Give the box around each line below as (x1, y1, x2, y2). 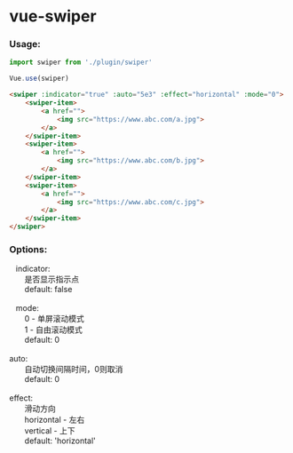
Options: (9, 243, 48, 256)
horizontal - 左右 (24, 415, 85, 425)
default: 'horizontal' (24, 435, 96, 446)
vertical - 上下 (24, 425, 75, 436)
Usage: (9, 38, 42, 51)
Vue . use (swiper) (9, 74, 69, 83)
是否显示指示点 (24, 274, 80, 285)
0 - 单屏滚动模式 (24, 314, 84, 324)
